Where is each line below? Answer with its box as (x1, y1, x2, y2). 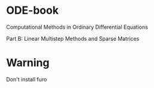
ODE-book (6, 4, 59, 17)
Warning (6, 56, 50, 69)
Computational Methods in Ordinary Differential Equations (6, 23, 148, 31)
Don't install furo (6, 75, 47, 83)
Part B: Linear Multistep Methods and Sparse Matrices (6, 35, 140, 42)
